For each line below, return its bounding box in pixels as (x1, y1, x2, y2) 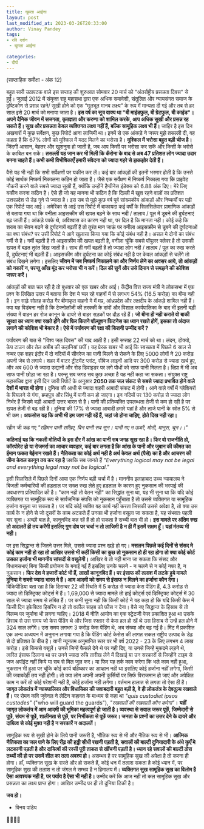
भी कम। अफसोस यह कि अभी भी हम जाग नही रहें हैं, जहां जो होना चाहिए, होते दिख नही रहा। (6, 411, 177, 419)
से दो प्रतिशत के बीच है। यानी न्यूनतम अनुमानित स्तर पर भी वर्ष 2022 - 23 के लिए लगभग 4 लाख (6, 637, 194, 644)
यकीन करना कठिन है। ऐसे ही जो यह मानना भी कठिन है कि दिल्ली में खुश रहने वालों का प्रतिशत (6, 189, 184, 196)
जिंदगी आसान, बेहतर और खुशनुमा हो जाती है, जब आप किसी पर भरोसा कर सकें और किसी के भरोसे (6, 143, 193, 150)
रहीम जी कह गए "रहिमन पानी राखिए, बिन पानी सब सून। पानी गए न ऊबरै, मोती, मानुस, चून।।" (6, 423, 188, 431)
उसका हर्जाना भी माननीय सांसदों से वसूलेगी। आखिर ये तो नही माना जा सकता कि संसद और (6, 555, 177, 562)
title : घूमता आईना (6, 9, 47, 15)
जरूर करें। (6, 271, 28, 278)
